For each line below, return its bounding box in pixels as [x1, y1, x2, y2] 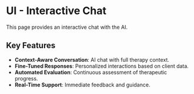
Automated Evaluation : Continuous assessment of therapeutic [14, 69, 168, 76]
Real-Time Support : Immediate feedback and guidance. [14, 81, 150, 88]
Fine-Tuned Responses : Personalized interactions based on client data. [14, 62, 189, 69]
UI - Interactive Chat [6, 4, 107, 18]
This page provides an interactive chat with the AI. [6, 23, 128, 31]
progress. [14, 75, 38, 82]
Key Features [6, 41, 56, 51]
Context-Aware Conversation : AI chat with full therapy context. [14, 56, 169, 63]
